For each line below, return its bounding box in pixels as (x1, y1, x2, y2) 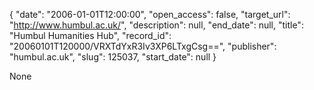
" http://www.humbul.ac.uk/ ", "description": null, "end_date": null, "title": (9, 19, 304, 31)
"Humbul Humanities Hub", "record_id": (9, 30, 172, 41)
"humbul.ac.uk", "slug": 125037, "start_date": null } (9, 51, 217, 63)
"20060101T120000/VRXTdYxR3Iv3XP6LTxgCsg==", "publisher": (9, 40, 277, 52)
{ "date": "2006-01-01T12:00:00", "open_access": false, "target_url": (9, 9, 291, 20)
